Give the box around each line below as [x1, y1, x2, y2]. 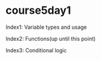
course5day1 [5, 4, 71, 17]
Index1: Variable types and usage [5, 23, 87, 31]
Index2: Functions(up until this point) [5, 35, 96, 42]
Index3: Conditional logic [5, 46, 67, 54]
